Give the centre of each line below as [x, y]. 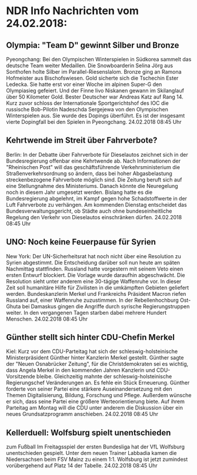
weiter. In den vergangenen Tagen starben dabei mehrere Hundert [86, 312]
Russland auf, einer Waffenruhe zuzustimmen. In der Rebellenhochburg [93, 300]
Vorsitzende [21, 377]
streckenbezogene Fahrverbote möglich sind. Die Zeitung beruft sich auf [94, 179]
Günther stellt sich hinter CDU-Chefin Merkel [91, 337]
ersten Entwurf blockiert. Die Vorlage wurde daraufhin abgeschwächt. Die [96, 275]
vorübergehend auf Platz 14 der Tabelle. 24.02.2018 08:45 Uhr [82, 466]
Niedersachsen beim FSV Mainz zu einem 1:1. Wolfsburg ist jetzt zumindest [97, 459]
